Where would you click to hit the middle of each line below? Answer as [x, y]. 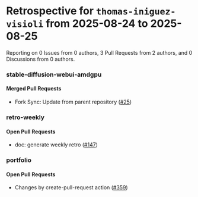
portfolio [19, 160]
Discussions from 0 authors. [41, 59]
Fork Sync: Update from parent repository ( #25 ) [73, 102]
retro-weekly [25, 117]
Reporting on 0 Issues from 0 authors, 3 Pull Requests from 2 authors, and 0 [99, 52]
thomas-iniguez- [136, 12]
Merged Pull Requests [34, 89]
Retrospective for [50, 11]
